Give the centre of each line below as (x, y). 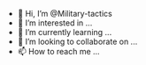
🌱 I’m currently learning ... (65, 32)
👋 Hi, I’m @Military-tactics (65, 14)
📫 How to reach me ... (58, 51)
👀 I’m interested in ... (55, 23)
